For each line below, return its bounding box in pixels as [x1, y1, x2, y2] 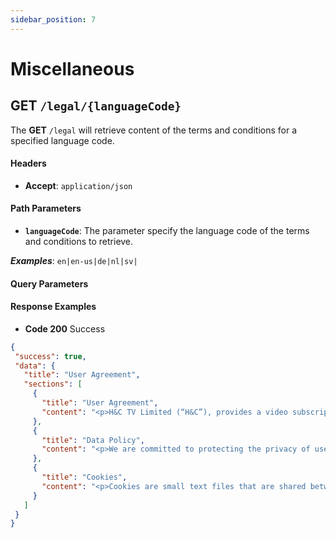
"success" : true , [14, 351, 87, 361]
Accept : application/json [24, 179, 133, 191]
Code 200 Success [24, 322, 106, 335]
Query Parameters [10, 277, 89, 290]
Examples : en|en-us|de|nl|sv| [10, 255, 138, 267]
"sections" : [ [23, 379, 83, 390]
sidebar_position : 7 [10, 14, 97, 25]
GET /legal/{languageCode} [10, 97, 182, 115]
